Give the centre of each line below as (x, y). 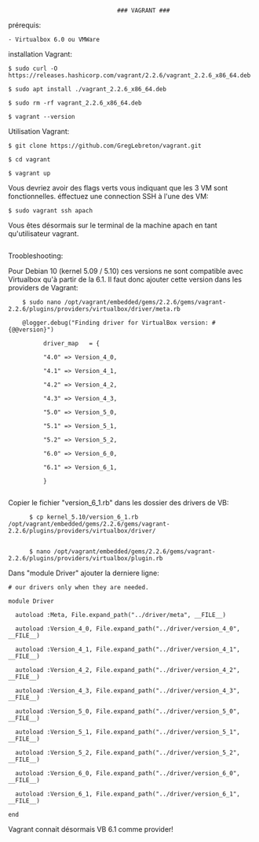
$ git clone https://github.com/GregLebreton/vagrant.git (105, 146)
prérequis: (25, 25)
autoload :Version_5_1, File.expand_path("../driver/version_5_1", (128, 732)
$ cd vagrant (29, 160)
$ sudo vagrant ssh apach (50, 211)
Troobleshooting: (36, 256)
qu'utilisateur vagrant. (44, 234)
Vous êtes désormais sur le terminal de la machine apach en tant (113, 225)
